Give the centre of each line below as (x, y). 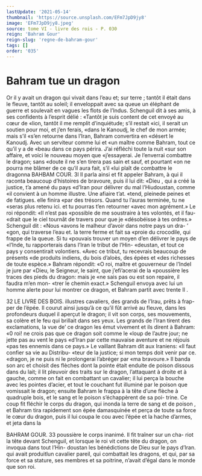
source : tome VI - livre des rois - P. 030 (62, 29)
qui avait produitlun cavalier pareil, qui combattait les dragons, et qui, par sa (100, 454)
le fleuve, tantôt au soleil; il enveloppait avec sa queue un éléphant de (93, 104)
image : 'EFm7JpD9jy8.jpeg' (40, 23)
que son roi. (21, 466)
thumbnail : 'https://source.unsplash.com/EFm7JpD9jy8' (77, 17)
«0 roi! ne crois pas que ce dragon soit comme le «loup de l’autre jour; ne (97, 333)
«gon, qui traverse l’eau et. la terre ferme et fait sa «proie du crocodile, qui (99, 232)
